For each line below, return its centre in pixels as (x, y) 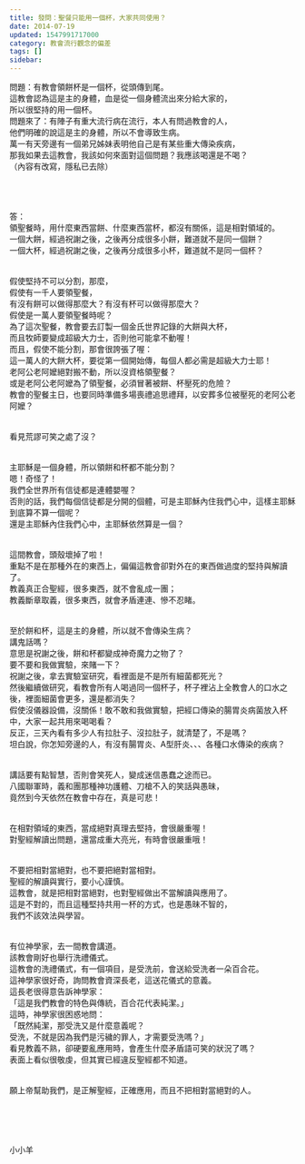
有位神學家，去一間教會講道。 (65, 946)
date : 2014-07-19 (42, 26)
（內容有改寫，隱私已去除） (61, 166)
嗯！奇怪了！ (33, 478)
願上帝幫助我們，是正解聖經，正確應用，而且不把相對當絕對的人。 (133, 1090)
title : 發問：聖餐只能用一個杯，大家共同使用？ (88, 18)
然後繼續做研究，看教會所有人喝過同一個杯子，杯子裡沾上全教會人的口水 (144, 687)
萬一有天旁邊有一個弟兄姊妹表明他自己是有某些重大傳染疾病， (125, 143)
